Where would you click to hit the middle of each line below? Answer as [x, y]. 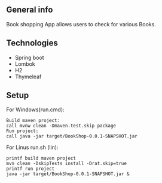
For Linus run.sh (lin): [32, 147]
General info [30, 10]
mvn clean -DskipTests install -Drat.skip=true [67, 164]
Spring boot [29, 57]
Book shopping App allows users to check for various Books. [81, 24]
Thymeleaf [28, 77]
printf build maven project [41, 158]
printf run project [30, 169]
